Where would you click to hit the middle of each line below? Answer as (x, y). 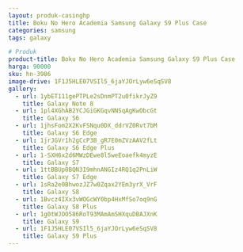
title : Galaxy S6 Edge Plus (68, 147)
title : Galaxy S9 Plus (60, 236)
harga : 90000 (30, 67)
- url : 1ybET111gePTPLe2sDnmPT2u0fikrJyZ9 (86, 96)
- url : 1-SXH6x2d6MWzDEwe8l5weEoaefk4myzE (86, 155)
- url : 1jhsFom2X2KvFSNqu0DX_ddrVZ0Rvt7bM (86, 126)
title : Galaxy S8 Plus (60, 207)
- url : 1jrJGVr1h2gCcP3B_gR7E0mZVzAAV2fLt (86, 140)
